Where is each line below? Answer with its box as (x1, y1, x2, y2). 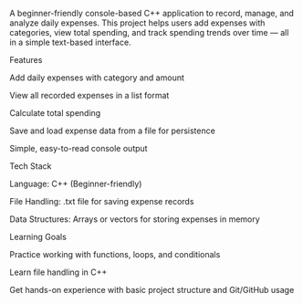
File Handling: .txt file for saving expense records (9, 196, 194, 206)
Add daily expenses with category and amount (9, 72, 185, 83)
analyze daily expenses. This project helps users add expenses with (9, 17, 266, 28)
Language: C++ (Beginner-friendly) (9, 178, 142, 189)
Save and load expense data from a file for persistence (9, 125, 216, 136)
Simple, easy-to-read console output (9, 143, 148, 153)
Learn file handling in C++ (9, 267, 108, 278)
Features (9, 55, 43, 65)
